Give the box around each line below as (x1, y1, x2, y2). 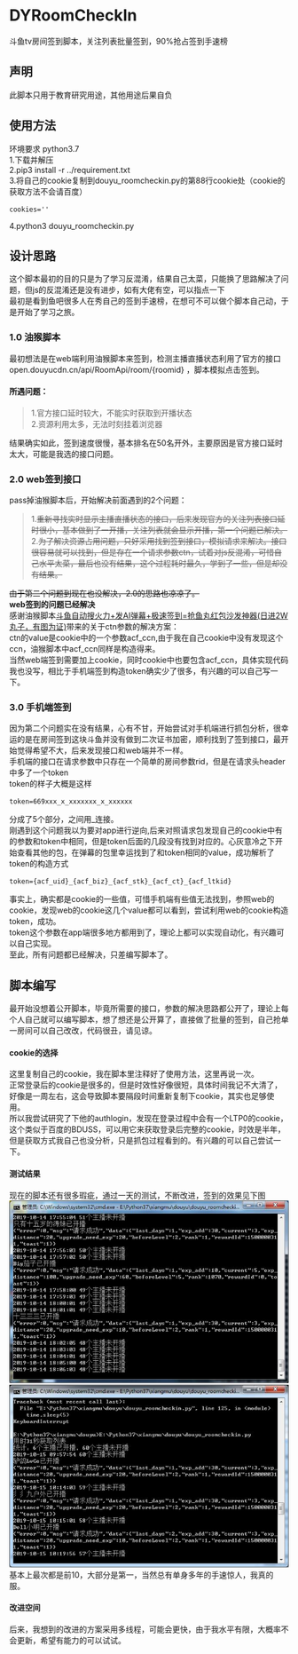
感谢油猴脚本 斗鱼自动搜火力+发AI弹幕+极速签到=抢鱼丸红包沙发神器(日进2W (9, 610, 288, 621)
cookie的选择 (9, 1047, 59, 1057)
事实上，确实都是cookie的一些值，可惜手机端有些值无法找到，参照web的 (9, 894, 275, 905)
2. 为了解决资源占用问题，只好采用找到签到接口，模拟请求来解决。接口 (30, 536, 287, 547)
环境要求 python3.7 (9, 143, 80, 154)
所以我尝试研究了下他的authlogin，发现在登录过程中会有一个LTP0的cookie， (9, 1113, 288, 1124)
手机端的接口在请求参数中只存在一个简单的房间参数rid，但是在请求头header (9, 756, 286, 767)
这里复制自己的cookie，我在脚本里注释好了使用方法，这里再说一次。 (9, 1069, 260, 1080)
